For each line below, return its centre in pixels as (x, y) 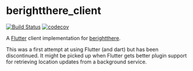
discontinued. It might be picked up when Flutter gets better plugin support (96, 55)
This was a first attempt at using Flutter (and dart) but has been (82, 49)
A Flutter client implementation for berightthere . (63, 38)
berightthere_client (54, 11)
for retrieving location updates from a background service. (77, 62)
